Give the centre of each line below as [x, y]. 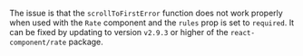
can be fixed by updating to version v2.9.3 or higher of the [119, 32]
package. [86, 42]
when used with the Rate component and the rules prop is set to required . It [152, 23]
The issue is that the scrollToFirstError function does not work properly [146, 13]
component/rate [38, 42]
